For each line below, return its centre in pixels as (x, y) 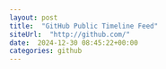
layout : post (34, 17)
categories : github (46, 51)
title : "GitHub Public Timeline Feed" (84, 26)
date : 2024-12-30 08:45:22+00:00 (74, 43)
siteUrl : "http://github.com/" (70, 34)
